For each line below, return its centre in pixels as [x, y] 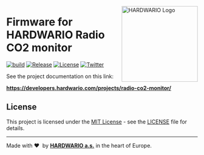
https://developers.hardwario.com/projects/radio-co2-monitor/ [89, 88]
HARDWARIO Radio [56, 35]
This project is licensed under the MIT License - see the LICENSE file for [97, 122]
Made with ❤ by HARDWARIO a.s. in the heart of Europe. [79, 145]
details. [15, 128]
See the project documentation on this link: [60, 76]
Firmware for [39, 22]
